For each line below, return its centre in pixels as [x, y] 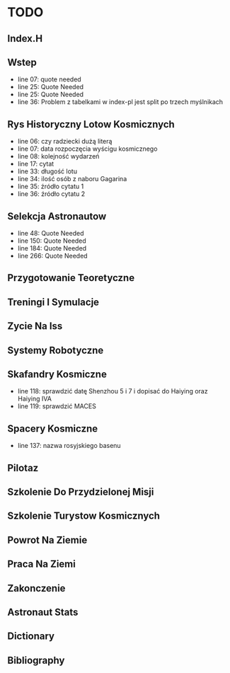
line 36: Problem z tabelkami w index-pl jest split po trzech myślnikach [120, 102]
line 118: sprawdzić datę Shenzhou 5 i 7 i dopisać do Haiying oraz [113, 391]
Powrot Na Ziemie [47, 540]
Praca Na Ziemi [41, 564]
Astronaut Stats [43, 612]
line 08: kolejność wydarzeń [58, 156]
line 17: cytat [36, 164]
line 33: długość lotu [47, 171]
